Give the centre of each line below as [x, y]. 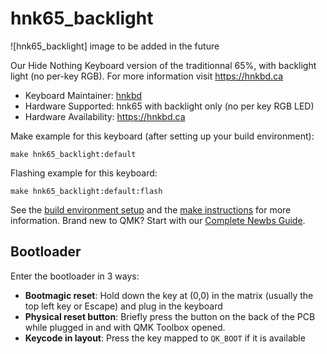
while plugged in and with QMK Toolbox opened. [125, 327]
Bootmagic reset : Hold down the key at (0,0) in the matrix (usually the [169, 295]
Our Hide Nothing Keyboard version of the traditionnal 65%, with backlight [163, 65]
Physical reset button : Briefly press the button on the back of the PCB [170, 316]
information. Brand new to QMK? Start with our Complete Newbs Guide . [158, 220]
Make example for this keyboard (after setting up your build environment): [162, 136]
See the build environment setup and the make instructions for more [151, 209]
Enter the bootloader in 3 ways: [75, 276]
